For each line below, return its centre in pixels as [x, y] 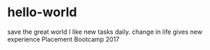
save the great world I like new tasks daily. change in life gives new [105, 32]
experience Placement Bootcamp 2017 [64, 39]
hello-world [42, 12]
